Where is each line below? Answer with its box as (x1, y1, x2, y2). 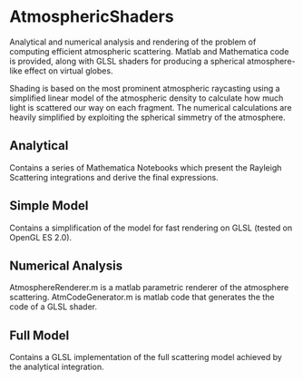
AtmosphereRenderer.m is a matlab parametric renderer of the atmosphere (9, 282, 289, 293)
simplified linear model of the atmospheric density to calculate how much (9, 93, 284, 103)
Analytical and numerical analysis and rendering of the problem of (9, 36, 257, 47)
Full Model (9, 327, 70, 343)
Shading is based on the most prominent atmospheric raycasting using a (9, 83, 280, 93)
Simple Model (9, 198, 89, 214)
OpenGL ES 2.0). (9, 231, 73, 242)
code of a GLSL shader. (9, 301, 98, 312)
